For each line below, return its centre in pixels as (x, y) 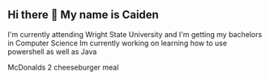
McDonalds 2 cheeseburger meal (63, 67)
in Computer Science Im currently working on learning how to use (118, 43)
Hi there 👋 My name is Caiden (83, 15)
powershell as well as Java (52, 51)
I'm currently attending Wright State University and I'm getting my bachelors (135, 34)
